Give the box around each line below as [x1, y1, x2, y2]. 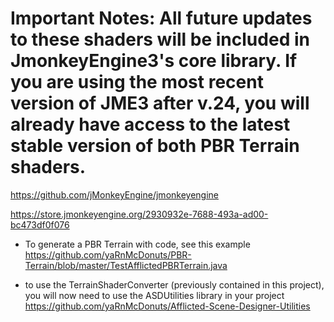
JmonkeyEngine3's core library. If [10, 50, 298, 72]
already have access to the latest [10, 113, 291, 136]
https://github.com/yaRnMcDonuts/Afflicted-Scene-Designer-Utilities [24, 300, 311, 312]
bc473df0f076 [10, 218, 70, 231]
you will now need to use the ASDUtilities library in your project [24, 289, 285, 301]
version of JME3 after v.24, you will [10, 92, 310, 115]
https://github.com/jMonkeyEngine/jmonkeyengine [10, 188, 219, 201]
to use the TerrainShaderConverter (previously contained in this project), [24, 278, 325, 291]
